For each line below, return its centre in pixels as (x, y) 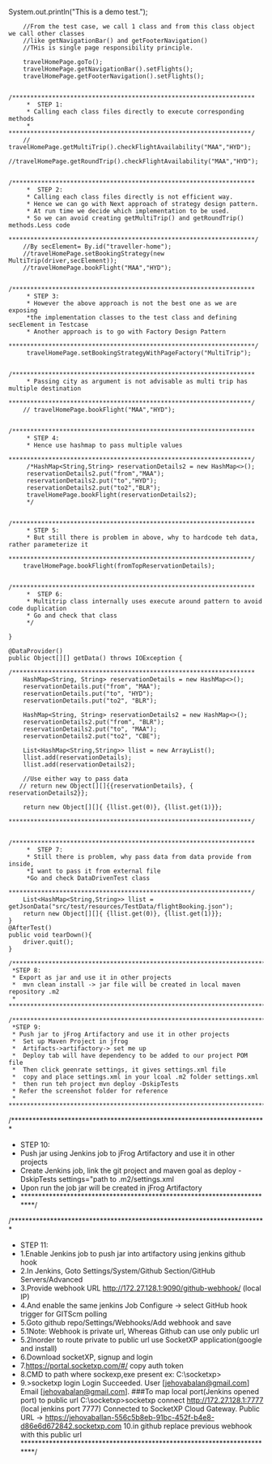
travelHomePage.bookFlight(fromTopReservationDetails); (119, 566)
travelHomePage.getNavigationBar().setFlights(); (108, 69)
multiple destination (45, 389)
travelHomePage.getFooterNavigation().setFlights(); (114, 76)
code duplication (38, 608)
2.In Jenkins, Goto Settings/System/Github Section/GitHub (118, 1271)
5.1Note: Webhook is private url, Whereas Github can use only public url (140, 1331)
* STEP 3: (43, 296)
